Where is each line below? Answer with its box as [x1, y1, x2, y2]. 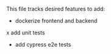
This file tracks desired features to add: [6, 6, 106, 12]
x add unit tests [6, 29, 45, 36]
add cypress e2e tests [15, 41, 71, 48]
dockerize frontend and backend [15, 17, 98, 24]
